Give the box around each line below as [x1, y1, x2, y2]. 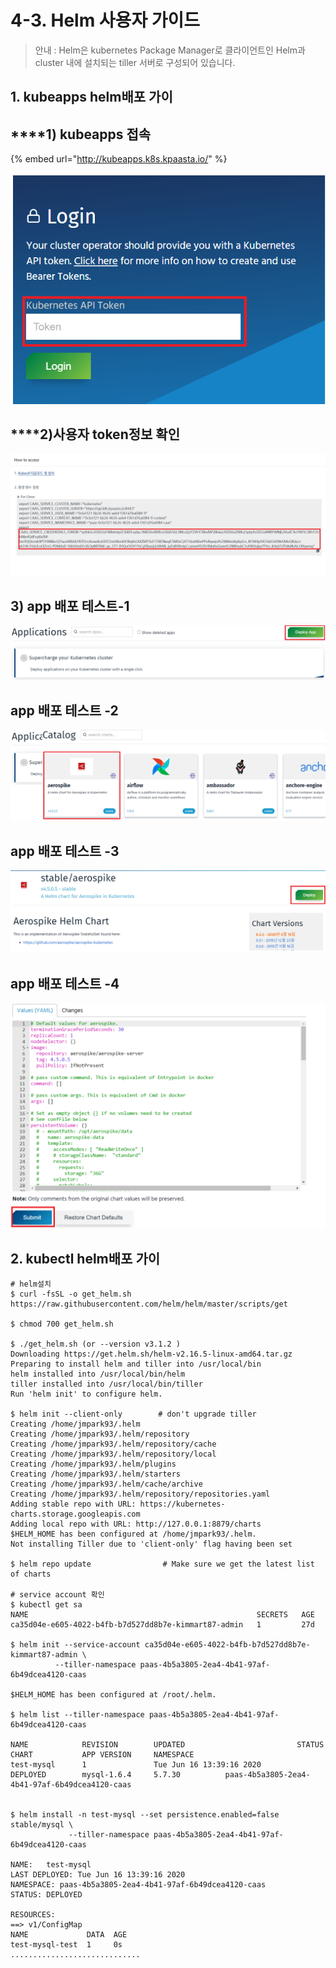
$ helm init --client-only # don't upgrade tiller [10, 1409, 257, 1420]
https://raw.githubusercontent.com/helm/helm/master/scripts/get [10, 1299, 288, 1310]
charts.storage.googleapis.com [10, 1509, 141, 1520]
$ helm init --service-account [10, 1640, 141, 1650]
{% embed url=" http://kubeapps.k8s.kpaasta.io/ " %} [10, 153, 228, 165]
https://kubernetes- [139, 1499, 226, 1510]
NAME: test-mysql [10, 1860, 92, 1870]
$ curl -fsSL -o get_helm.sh [10, 1289, 132, 1300]
